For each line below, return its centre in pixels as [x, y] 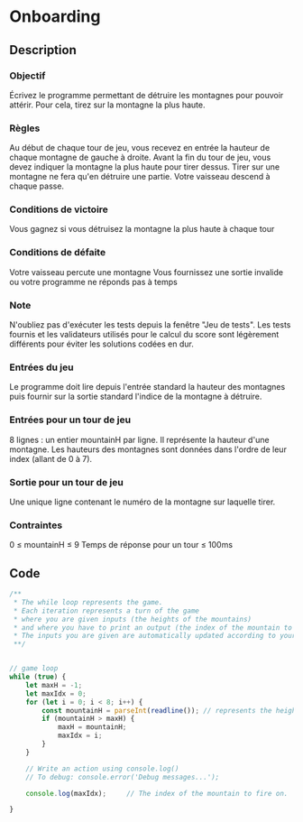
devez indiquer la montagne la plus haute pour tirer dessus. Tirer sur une [145, 167]
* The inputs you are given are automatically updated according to [145, 636]
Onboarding [55, 17]
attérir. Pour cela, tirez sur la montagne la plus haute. [107, 105]
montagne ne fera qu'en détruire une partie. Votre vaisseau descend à [140, 177]
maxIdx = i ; [80, 736]
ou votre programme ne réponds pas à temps [93, 282]
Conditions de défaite [58, 253]
